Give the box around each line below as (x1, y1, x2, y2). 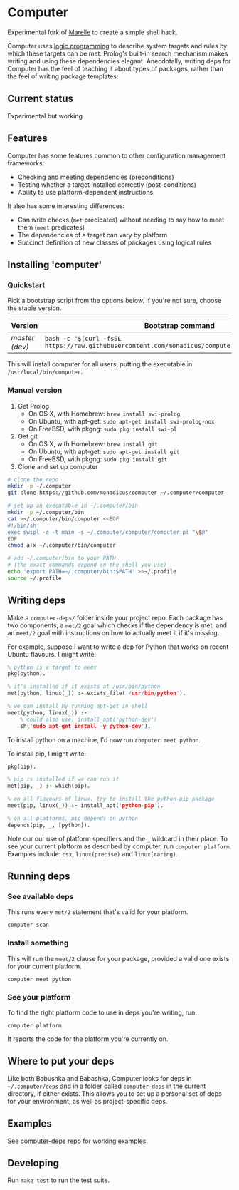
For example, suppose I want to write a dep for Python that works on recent (7, 642, 229, 651)
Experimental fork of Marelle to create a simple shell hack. (7, 28, 178, 36)
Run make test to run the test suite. (7, 1176, 110, 1184)
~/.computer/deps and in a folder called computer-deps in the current (7, 1082, 206, 1090)
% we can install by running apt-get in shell (7, 703, 148, 710)
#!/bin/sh (7, 522, 37, 529)
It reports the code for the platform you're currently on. (7, 1035, 169, 1043)
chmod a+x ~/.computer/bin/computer (7, 542, 116, 549)
